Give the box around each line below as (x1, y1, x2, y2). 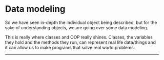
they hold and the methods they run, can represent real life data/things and (5, 39, 156, 45)
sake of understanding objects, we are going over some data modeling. (5, 24, 148, 30)
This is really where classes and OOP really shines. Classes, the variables (5, 34, 153, 40)
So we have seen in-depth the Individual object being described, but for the (5, 20, 157, 25)
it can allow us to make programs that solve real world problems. (5, 44, 135, 50)
